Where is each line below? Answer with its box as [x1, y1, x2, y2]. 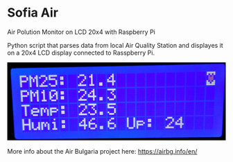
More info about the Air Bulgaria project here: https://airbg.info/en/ [7, 147, 198, 155]
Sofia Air [7, 5, 59, 21]
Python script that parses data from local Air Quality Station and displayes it [7, 41, 223, 49]
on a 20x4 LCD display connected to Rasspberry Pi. [7, 48, 155, 57]
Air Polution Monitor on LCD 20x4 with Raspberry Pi [7, 28, 156, 36]
